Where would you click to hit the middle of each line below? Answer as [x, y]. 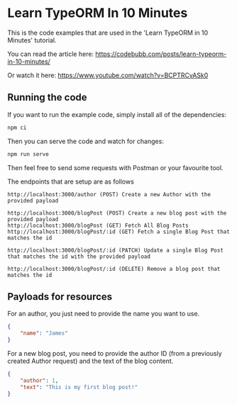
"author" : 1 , [39, 381]
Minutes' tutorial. [32, 40]
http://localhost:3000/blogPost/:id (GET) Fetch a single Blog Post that [119, 232]
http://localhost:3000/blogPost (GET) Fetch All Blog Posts [98, 225]
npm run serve [28, 154]
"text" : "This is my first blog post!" [79, 387]
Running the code [47, 97]
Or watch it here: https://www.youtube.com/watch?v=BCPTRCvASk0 [108, 75]
